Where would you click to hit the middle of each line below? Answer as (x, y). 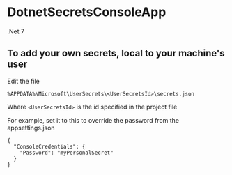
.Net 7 (16, 31)
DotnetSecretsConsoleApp (87, 12)
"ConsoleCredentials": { (49, 146)
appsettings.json (31, 128)
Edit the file (23, 81)
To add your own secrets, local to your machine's (116, 53)
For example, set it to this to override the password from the (93, 120)
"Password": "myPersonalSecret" (67, 153)
